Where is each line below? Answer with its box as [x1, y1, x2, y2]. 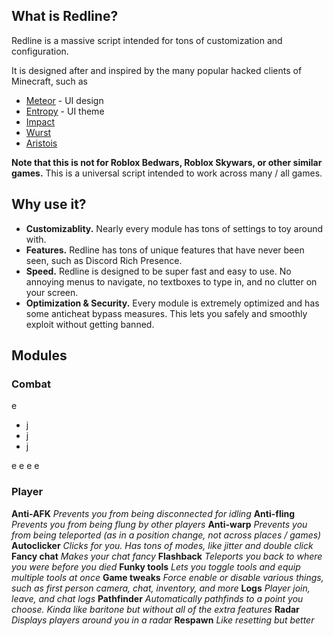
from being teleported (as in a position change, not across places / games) [11, 529, 322, 541]
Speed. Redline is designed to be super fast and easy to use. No [25, 265, 292, 277]
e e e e [11, 460, 40, 472]
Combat [11, 377, 52, 391]
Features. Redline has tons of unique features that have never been [25, 244, 305, 256]
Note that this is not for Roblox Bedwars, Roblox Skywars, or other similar [11, 156, 323, 168]
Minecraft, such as [11, 75, 88, 87]
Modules [11, 347, 68, 364]
